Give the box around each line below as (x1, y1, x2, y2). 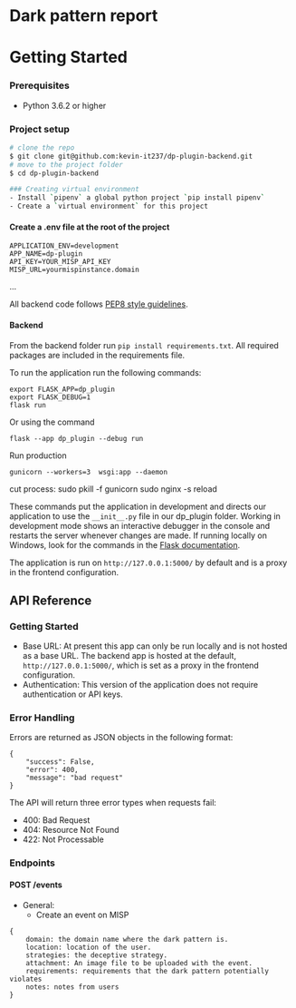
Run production (9, 450, 67, 461)
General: (22, 899, 55, 910)
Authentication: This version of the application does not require (22, 680, 259, 690)
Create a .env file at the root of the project (9, 221, 170, 232)
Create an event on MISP (35, 909, 129, 920)
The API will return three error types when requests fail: (9, 798, 217, 808)
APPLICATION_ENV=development (9, 241, 119, 250)
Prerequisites (9, 79, 70, 92)
